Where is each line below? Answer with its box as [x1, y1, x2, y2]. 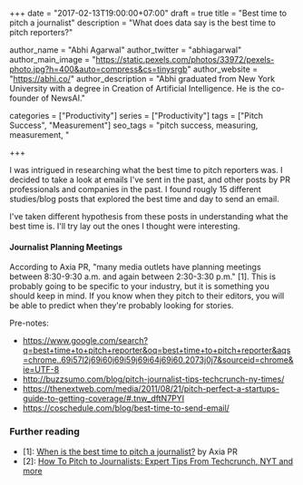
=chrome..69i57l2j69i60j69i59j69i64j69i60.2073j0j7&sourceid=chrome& [22, 354, 294, 365]
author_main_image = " [9, 54, 97, 64]
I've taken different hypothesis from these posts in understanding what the [9, 211, 288, 221]
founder [9, 92, 39, 103]
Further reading [9, 425, 80, 438]
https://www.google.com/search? [22, 335, 148, 346]
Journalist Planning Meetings [9, 241, 123, 252]
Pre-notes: [9, 317, 50, 329]
